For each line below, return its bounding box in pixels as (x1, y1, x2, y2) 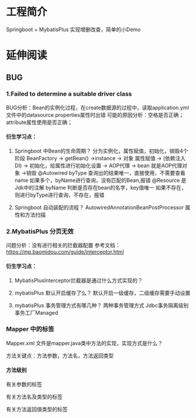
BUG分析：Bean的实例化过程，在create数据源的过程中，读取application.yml (6, 104, 189, 111)
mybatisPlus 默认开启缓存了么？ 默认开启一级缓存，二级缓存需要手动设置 (14, 289, 191, 296)
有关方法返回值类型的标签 (6, 406, 68, 413)
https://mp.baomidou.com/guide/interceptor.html (6, 248, 124, 255)
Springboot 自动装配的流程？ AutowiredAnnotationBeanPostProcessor (14, 204, 184, 211)
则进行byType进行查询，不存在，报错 (14, 191, 105, 198)
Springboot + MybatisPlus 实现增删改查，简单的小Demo (6, 26, 141, 33)
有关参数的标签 (6, 381, 42, 388)
